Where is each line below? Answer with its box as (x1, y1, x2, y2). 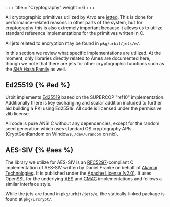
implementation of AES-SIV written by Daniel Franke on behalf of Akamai (5, 164, 157, 170)
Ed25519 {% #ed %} (5, 81, 71, 89)
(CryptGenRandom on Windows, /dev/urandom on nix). (5, 131, 118, 137)
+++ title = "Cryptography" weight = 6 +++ (5, 5, 95, 10)
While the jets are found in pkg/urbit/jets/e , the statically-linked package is (5, 190, 165, 197)
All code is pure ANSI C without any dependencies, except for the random (5, 120, 160, 126)
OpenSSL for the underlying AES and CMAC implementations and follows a (5, 175, 162, 182)
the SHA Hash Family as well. (5, 66, 66, 72)
